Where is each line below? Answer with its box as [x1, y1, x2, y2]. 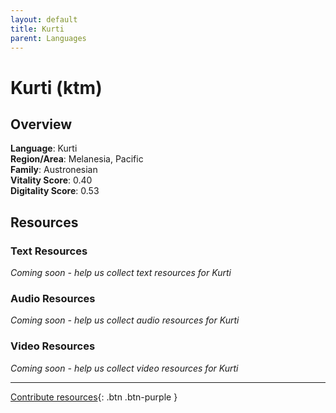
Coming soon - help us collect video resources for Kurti [10, 362, 239, 374]
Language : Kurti [10, 142, 78, 155]
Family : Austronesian [10, 164, 98, 176]
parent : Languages [10, 33, 87, 43]
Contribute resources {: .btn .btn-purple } [10, 391, 178, 403]
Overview [10, 116, 73, 133]
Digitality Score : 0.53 [10, 185, 100, 197]
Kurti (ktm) [10, 76, 103, 99]
